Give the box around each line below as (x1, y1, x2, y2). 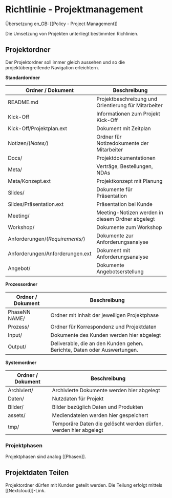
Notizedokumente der (96, 140, 149, 147)
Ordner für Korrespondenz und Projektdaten (50, 323, 157, 330)
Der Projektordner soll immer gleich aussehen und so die (5, 59, 125, 65)
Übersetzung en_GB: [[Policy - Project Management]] (5, 21, 118, 27)
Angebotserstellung (96, 268, 144, 275)
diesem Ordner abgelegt (96, 215, 155, 222)
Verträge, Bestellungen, (96, 163, 153, 170)
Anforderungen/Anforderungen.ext (8, 250, 92, 257)
